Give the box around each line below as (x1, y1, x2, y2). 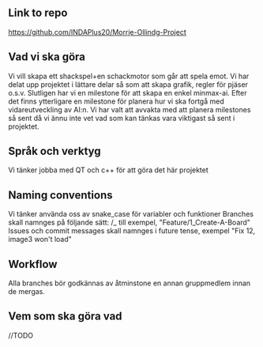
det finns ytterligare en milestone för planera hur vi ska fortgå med (8, 96, 225, 106)
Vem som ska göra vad (8, 310, 122, 323)
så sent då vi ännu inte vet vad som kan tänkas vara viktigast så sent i (8, 113, 235, 123)
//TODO (8, 330, 34, 340)
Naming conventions (8, 188, 113, 202)
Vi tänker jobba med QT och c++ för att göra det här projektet (8, 165, 209, 175)
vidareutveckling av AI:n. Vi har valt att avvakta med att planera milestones (8, 104, 251, 114)
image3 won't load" (8, 235, 73, 244)
